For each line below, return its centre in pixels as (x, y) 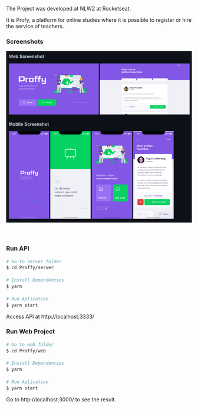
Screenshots (25, 41)
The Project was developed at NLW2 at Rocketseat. (69, 9)
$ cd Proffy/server (30, 268)
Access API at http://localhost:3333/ (50, 316)
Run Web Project (30, 332)
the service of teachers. (35, 26)
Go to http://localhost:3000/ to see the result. (61, 399)
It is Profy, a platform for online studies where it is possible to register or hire (99, 20)
